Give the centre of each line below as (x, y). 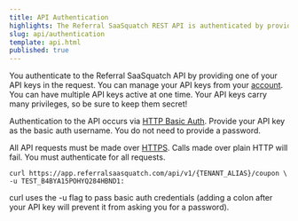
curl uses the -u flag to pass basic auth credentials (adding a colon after (141, 198)
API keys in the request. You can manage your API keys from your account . (146, 85)
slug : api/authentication (57, 34)
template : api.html (45, 42)
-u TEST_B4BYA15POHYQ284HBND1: (67, 182)
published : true (39, 51)
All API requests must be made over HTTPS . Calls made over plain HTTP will (149, 148)
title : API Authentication (59, 17)
